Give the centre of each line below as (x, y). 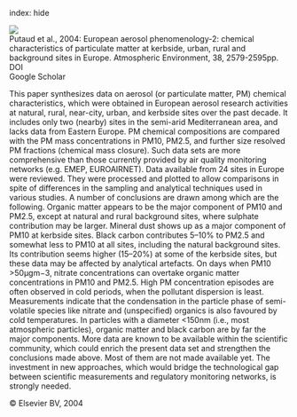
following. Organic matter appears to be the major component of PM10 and (146, 207)
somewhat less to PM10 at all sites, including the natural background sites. (145, 244)
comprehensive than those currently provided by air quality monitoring (138, 160)
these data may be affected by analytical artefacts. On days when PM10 (141, 264)
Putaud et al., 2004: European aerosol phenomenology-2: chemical (132, 39)
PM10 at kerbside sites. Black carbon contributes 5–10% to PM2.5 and (137, 235)
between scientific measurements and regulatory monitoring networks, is (143, 377)
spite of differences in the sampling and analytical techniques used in (136, 188)
